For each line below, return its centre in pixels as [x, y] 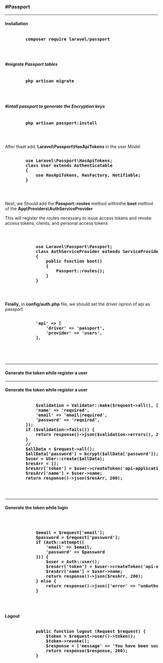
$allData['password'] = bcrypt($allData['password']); [92, 454]
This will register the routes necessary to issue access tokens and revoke [78, 218]
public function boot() [74, 261]
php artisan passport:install [61, 123]
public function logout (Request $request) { [91, 631]
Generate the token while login [37, 508]
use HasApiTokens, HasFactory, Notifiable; [88, 175]
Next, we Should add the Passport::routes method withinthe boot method [79, 204]
